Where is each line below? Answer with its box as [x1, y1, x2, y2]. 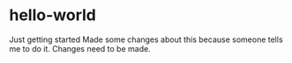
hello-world [9, 5, 97, 25]
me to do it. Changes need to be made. [9, 43, 152, 53]
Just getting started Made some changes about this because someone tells [9, 34, 284, 45]
